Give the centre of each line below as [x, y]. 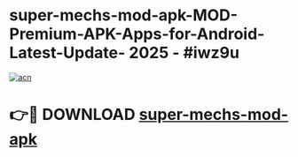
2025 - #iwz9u [184, 53]
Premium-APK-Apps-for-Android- [137, 34]
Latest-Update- [67, 53]
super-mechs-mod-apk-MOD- [123, 15]
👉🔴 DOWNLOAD [72, 115]
